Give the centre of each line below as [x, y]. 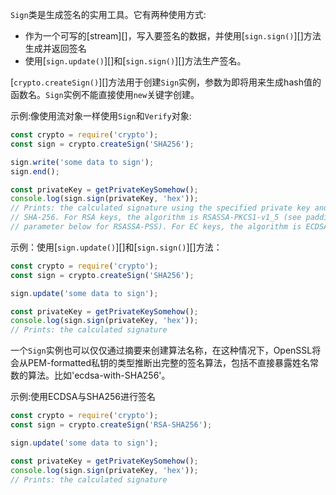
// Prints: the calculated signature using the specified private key [160, 208]
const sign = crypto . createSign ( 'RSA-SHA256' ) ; [111, 425]
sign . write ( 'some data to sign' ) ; [82, 162]
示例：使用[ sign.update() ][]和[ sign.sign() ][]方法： [116, 247]
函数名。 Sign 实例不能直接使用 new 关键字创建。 [105, 94]
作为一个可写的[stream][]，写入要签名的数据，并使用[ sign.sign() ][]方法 [173, 36]
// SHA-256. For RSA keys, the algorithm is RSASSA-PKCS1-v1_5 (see [156, 218]
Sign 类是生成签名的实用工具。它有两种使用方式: [108, 14]
